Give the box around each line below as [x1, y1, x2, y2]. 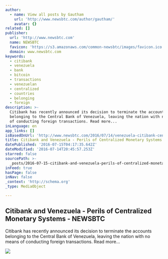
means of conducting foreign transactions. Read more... [5, 238, 120, 244]
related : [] [5, 26, 30, 31]
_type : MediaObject [5, 184, 46, 189]
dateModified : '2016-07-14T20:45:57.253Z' [5, 147, 95, 152]
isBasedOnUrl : [5, 133, 35, 138]
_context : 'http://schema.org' [5, 179, 70, 184]
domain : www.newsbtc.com [9, 49, 61, 54]
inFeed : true [5, 165, 32, 170]
